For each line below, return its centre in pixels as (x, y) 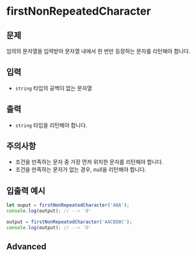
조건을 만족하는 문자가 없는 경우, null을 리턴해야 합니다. (81, 170)
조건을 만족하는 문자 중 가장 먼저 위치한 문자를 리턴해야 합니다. (89, 162)
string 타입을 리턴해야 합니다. (51, 125)
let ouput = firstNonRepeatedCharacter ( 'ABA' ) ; (68, 205)
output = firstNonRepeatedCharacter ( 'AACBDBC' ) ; (69, 222)
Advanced (27, 247)
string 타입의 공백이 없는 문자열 (54, 88)
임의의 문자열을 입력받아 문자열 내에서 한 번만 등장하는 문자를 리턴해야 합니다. (98, 51)
